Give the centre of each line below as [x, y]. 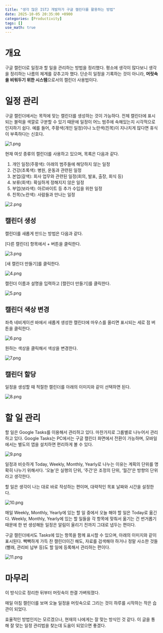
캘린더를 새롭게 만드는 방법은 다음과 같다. [44, 233]
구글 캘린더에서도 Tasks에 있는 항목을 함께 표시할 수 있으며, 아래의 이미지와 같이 [81, 535]
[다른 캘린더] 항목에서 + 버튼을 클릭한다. [43, 243]
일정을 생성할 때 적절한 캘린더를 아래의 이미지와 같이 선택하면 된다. [68, 387]
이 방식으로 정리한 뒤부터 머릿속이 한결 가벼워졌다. [53, 593]
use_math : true [20, 28]
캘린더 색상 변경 [27, 310]
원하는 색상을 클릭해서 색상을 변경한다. [41, 348]
